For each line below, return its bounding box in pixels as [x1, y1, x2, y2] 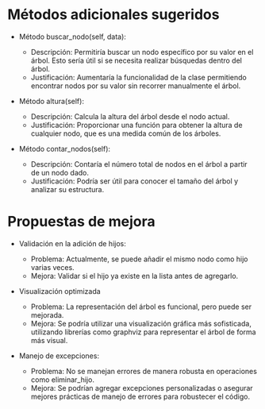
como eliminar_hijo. [30, 375, 94, 384]
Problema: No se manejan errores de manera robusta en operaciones [30, 366, 257, 376]
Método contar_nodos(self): [18, 144, 111, 153]
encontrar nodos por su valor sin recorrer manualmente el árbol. [30, 81, 241, 91]
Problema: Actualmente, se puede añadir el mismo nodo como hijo [30, 254, 248, 264]
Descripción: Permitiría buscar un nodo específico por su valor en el [30, 47, 254, 56]
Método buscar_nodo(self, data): [18, 32, 126, 41]
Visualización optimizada [18, 286, 101, 295]
